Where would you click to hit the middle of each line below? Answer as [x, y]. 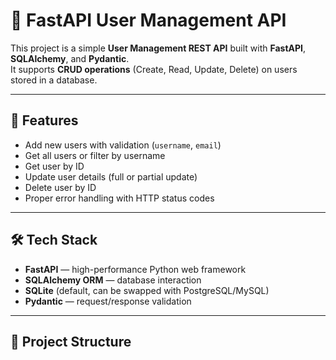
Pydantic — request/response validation [108, 301]
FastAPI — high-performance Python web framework [135, 269]
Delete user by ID [60, 187]
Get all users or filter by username [95, 155]
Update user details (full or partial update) [111, 176]
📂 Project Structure [71, 341]
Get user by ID [54, 166]
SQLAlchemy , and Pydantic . [70, 58]
